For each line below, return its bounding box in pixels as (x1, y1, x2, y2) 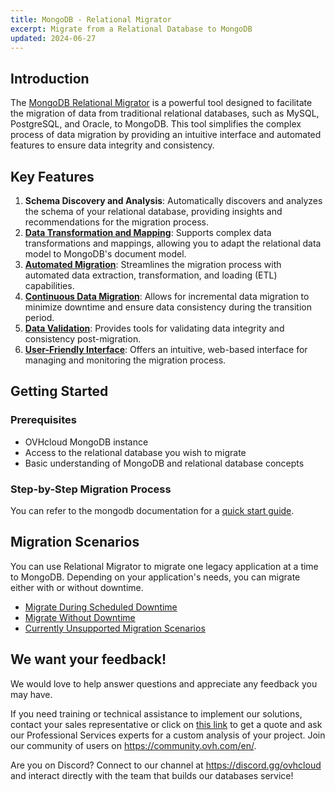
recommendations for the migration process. (24, 216, 210, 228)
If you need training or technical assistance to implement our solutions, (10, 707, 303, 720)
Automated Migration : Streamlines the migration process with (24, 259, 282, 270)
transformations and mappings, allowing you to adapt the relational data (24, 237, 322, 249)
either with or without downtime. (10, 581, 144, 593)
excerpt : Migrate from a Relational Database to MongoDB (10, 24, 253, 34)
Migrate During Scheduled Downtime (24, 601, 178, 613)
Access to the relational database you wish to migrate (24, 446, 247, 458)
